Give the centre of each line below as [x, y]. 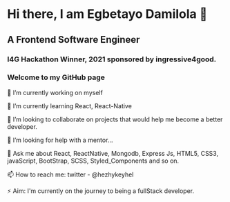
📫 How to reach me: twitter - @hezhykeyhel [70, 174]
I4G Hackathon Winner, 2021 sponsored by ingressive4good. [112, 59]
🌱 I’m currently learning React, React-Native [70, 105]
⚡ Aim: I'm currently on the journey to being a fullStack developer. [101, 191]
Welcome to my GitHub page [56, 77]
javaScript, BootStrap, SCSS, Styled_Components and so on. [93, 161]
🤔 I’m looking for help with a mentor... [60, 140]
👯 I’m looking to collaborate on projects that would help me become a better [115, 119]
